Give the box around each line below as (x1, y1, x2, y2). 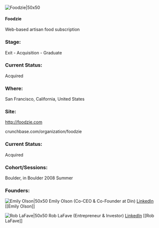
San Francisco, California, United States (5, 96, 85, 102)
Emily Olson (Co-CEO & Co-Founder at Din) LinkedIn (49, 198, 154, 204)
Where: (5, 85, 23, 92)
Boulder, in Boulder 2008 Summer (5, 175, 73, 181)
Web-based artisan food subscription (5, 27, 80, 33)
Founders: (5, 187, 30, 194)
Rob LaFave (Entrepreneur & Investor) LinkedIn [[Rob (48, 213, 155, 219)
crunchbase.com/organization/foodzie (5, 129, 82, 135)
